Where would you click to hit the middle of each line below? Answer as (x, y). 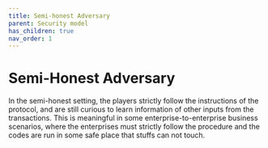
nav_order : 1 (30, 38)
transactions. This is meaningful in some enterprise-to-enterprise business (133, 118)
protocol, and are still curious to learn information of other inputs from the (131, 109)
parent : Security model (49, 23)
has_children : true (41, 31)
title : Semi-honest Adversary (60, 16)
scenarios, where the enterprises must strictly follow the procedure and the (134, 127)
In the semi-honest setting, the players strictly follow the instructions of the (134, 101)
